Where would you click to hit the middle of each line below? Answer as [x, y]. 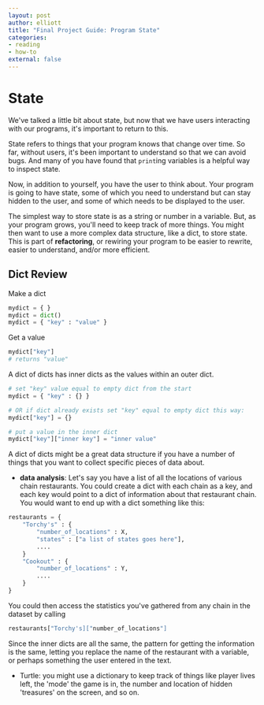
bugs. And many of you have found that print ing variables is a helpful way [129, 160]
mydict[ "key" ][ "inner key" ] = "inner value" [82, 439]
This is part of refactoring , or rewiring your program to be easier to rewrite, [130, 241]
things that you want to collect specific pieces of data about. [106, 462]
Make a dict [27, 293]
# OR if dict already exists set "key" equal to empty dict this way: [126, 410]
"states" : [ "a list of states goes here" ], [111, 539]
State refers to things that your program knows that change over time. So [127, 143]
